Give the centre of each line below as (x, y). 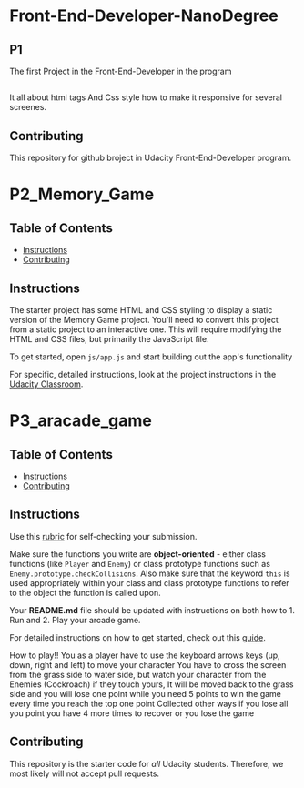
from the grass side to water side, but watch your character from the (138, 674)
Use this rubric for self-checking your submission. (103, 536)
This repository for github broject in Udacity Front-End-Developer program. (151, 158)
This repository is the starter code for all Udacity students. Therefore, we (147, 763)
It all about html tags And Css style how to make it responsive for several (146, 97)
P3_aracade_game (81, 421)
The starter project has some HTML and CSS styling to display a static (141, 310)
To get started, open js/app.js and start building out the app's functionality (151, 357)
